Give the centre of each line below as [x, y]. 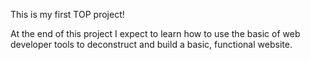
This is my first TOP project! [67, 14]
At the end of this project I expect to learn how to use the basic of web [155, 33]
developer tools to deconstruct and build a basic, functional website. [151, 44]
